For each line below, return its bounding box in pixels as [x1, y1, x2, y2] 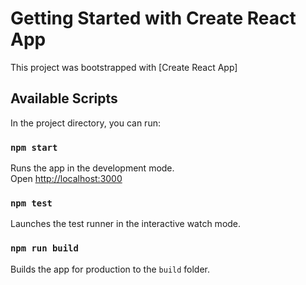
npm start [10, 142, 58, 153]
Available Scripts [10, 90, 118, 107]
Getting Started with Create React [10, 7, 297, 30]
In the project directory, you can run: [10, 117, 161, 129]
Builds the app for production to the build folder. [10, 263, 211, 275]
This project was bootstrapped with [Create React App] [10, 61, 238, 73]
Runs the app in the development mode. [10, 162, 175, 174]
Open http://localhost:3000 [10, 173, 123, 185]
